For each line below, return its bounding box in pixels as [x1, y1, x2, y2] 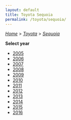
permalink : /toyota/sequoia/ [5, 17, 66, 22]
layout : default [5, 7, 39, 13]
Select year [5, 41, 30, 47]
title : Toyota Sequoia [5, 12, 53, 17]
